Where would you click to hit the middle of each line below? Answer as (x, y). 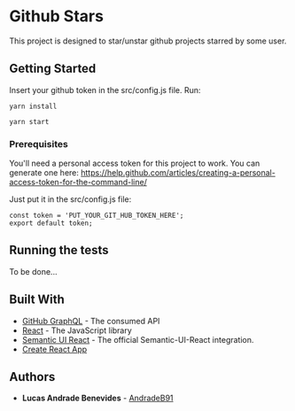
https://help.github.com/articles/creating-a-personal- (179, 173)
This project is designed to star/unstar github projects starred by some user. (148, 41)
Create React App (54, 349)
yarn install (33, 106)
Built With (37, 300)
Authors (32, 377)
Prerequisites (39, 143)
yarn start (29, 121)
